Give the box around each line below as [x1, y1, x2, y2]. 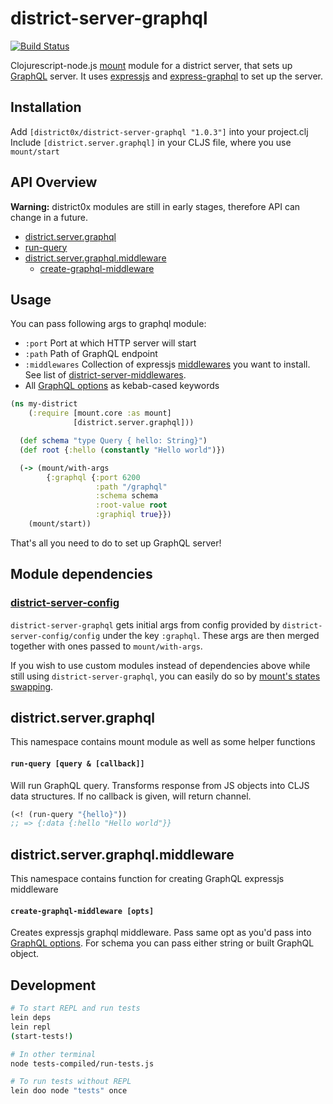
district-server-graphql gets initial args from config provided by [10, 618, 281, 631]
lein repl [10, 1022, 52, 1032]
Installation [10, 99, 82, 116]
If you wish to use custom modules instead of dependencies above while [10, 659, 311, 671]
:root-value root [95, 500, 168, 511]
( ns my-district [10, 399, 78, 409]
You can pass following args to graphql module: [10, 318, 207, 330]
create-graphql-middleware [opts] [10, 906, 155, 916]
